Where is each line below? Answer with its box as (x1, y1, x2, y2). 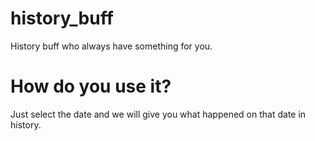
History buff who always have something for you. (10, 40, 213, 52)
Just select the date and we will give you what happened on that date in (10, 108, 307, 120)
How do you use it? (10, 75, 172, 98)
